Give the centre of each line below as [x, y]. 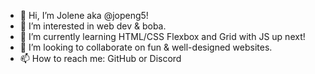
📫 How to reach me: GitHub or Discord [100, 58]
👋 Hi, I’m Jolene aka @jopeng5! [84, 15]
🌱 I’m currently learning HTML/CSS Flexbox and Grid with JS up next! [162, 36]
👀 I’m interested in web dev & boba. [93, 26]
